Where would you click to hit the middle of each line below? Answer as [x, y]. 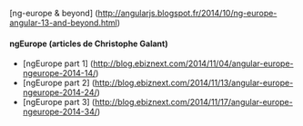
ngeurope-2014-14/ [59, 73]
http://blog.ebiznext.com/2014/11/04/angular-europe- [193, 63]
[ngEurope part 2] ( [59, 83]
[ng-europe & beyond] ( [54, 13]
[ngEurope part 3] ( [59, 102]
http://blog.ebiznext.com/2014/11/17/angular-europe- [193, 102]
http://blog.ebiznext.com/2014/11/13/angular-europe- [194, 83]
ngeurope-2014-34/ [60, 111]
